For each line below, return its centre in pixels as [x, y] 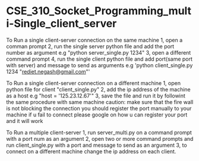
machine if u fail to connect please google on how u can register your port [97, 115]
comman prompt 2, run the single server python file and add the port [90, 46]
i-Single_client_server [61, 23]
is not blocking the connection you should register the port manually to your [99, 108]
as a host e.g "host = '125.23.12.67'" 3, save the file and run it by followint [96, 96]
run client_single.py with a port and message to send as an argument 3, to [97, 145]
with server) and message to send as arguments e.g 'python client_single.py [99, 65]
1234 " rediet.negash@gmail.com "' [48, 71]
